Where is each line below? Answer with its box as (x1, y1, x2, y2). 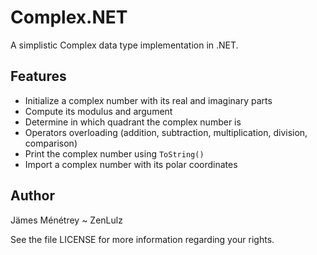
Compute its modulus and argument (24, 105, 173, 117)
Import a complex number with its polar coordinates (24, 158, 238, 170)
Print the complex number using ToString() (24, 147, 205, 160)
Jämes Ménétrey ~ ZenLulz (10, 214, 123, 226)
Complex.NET (10, 6, 128, 29)
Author (10, 187, 55, 205)
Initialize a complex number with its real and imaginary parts (24, 94, 273, 106)
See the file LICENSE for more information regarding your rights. (10, 233, 275, 245)
